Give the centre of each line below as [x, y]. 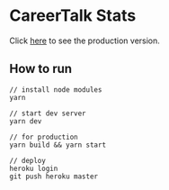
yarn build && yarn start [58, 145]
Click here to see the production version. [84, 41]
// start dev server [48, 113]
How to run [41, 69]
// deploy [28, 160]
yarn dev [26, 121]
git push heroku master [54, 176]
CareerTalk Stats [73, 16]
